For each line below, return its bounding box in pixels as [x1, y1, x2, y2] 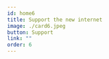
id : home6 [7, 9, 36, 17]
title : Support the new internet [7, 16, 103, 23]
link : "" [7, 35, 32, 42]
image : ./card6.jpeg [7, 22, 66, 29]
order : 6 [7, 41, 32, 48]
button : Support [7, 28, 53, 36]
